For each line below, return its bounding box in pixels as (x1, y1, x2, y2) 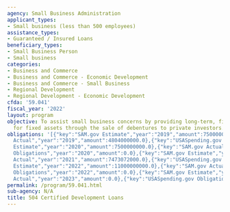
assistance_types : (7, 29, 60, 36)
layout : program (7, 111, 53, 118)
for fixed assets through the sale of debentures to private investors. (13, 124, 225, 131)
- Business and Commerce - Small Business (7, 80, 130, 87)
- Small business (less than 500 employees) (7, 23, 136, 29)
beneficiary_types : (7, 42, 63, 49)
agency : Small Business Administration (7, 10, 121, 17)
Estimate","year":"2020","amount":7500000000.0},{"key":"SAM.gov (13, 144, 204, 150)
